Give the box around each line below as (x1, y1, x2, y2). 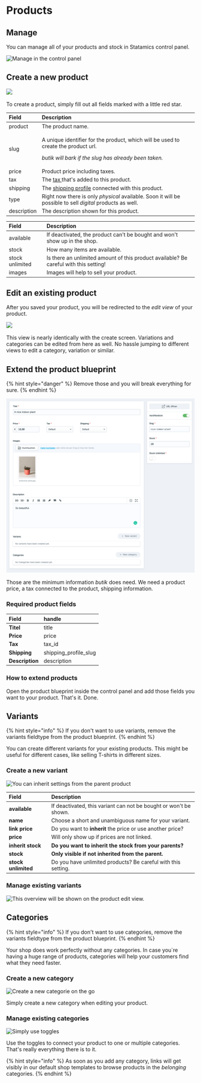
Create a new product (6, 73, 89, 83)
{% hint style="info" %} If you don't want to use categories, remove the (6, 928, 182, 936)
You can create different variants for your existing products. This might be (6, 745, 188, 752)
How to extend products (6, 674, 78, 682)
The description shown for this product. (41, 207, 139, 215)
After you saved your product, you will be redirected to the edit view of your (6, 304, 193, 311)
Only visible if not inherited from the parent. (51, 850, 163, 857)
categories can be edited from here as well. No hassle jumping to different (6, 340, 190, 348)
